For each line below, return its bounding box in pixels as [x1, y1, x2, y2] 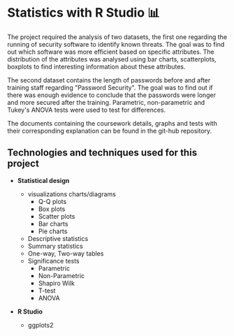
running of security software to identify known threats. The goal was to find [7, 40, 225, 48]
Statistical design [17, 176, 70, 184]
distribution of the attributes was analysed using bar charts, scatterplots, [7, 54, 217, 63]
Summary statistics [27, 242, 84, 250]
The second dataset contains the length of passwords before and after [7, 75, 211, 84]
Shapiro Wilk [38, 279, 75, 287]
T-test [38, 286, 56, 295]
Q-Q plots [38, 197, 67, 205]
